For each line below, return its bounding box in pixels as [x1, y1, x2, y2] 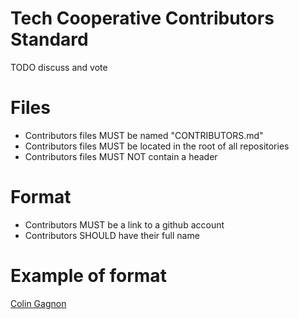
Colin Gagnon [10, 297, 67, 309]
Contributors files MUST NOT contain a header [24, 150, 218, 162]
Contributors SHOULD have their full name [24, 229, 200, 241]
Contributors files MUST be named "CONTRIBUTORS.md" [24, 129, 264, 141]
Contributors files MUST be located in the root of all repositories [24, 140, 290, 152]
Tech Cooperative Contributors [10, 7, 275, 30]
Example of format [10, 265, 167, 287]
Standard [10, 28, 89, 51]
